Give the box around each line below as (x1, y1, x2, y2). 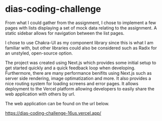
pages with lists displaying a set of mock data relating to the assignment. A (5, 25, 157, 30)
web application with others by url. (5, 91, 75, 97)
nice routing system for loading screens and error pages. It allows (5, 80, 139, 87)
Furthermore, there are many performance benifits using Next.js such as (5, 70, 152, 76)
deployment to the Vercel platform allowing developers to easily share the (5, 86, 155, 91)
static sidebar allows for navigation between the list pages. (5, 30, 125, 36)
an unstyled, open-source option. (5, 50, 73, 56)
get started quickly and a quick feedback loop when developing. (5, 65, 135, 71)
